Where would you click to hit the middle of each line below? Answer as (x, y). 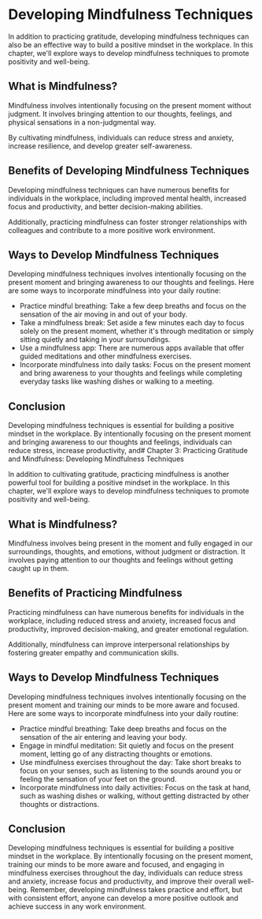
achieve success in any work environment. (77, 906)
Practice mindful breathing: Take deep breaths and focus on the (123, 729)
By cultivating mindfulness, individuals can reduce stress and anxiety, (121, 137)
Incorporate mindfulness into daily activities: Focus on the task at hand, (135, 787)
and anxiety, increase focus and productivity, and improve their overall (122, 881)
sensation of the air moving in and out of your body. (103, 314)
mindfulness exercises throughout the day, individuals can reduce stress (125, 873)
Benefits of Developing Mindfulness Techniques (129, 171)
